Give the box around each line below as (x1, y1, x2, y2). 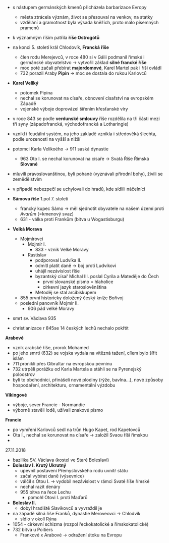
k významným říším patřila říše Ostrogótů (12, 35, 100, 40)
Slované (20, 161, 38, 167)
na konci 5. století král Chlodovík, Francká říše (12, 44, 109, 50)
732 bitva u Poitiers (12, 527, 53, 532)
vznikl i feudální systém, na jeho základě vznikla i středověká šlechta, (12, 131, 157, 137)
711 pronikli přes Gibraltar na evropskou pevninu (12, 361, 112, 366)
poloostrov (12, 371, 35, 377)
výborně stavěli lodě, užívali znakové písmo (12, 407, 103, 413)
